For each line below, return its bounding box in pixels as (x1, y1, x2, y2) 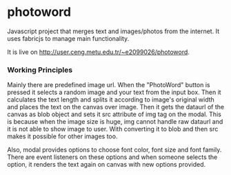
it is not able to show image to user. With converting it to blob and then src (7, 125, 219, 133)
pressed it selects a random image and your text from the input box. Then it (7, 88, 222, 97)
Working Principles (7, 65, 73, 75)
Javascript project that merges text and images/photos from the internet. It (7, 27, 219, 35)
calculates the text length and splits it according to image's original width (7, 95, 215, 104)
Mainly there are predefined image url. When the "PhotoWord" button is (7, 81, 210, 89)
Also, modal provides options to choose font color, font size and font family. (7, 146, 222, 154)
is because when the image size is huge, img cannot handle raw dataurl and (7, 118, 223, 126)
